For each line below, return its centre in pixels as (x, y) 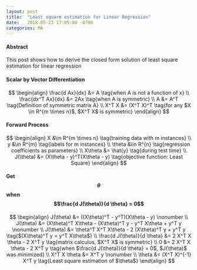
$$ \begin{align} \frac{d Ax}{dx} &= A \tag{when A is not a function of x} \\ (98, 92)
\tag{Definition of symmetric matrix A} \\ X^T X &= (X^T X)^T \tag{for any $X (99, 105)
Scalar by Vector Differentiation (46, 79)
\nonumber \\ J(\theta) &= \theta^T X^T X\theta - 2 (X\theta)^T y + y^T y (99, 229)
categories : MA (25, 28)
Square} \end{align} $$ (99, 163)
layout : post (22, 11)
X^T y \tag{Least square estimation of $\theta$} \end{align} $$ (99, 261)
